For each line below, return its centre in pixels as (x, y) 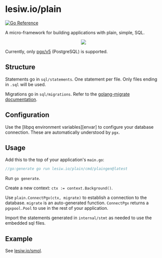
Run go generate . (23, 178)
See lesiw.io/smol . (24, 251)
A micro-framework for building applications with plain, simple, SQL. (75, 32)
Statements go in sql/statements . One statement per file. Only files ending (81, 79)
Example (19, 239)
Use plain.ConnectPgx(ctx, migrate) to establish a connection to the (76, 198)
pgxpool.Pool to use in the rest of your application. (57, 208)
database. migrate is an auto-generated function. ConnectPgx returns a (77, 203)
